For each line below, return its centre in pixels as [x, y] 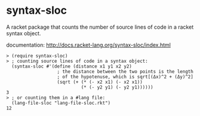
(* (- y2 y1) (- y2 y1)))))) [117, 87]
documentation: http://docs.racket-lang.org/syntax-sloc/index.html [89, 45]
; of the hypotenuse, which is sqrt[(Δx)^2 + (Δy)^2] [125, 77]
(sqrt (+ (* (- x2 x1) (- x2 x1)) [100, 82]
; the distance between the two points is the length [125, 71]
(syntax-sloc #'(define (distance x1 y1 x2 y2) [72, 66]
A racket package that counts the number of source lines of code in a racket [100, 27]
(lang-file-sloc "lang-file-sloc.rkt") [61, 103]
